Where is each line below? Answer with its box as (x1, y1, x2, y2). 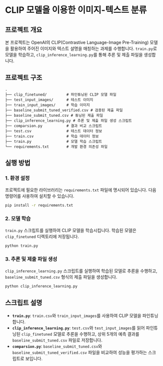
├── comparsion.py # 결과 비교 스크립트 (5, 123, 102, 128)
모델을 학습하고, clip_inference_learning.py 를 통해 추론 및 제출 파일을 (5, 52, 143, 57)
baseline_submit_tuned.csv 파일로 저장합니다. (12, 337, 103, 343)
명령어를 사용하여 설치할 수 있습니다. (5, 193, 74, 199)
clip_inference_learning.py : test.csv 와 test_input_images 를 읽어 (12, 325, 145, 331)
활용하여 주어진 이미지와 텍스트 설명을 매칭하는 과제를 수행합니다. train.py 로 (10, 46, 158, 52)
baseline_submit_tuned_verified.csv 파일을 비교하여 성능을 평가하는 (12, 349, 147, 355)
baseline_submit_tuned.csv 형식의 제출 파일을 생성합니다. (5, 274, 117, 280)
